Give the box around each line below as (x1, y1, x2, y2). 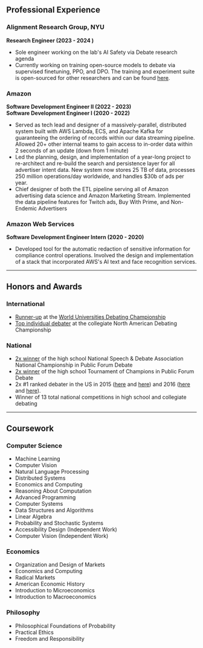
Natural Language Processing (14, 468, 89, 475)
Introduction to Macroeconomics (14, 593, 97, 601)
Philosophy (6, 608, 40, 617)
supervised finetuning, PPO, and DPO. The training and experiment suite (14, 68, 195, 75)
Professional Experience (6, 5, 101, 15)
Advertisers (38, 205, 68, 212)
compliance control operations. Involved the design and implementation (14, 252, 194, 259)
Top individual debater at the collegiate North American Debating (14, 319, 177, 327)
